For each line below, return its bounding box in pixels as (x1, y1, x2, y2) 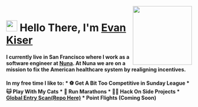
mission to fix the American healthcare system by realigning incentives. (6, 66, 186, 73)
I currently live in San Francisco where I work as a (6, 53, 130, 61)
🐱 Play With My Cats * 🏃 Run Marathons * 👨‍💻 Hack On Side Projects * (6, 88, 180, 95)
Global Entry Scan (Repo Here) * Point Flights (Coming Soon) (6, 94, 157, 102)
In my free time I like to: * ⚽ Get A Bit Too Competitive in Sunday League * (6, 79, 190, 87)
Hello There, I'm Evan (19, 21, 127, 35)
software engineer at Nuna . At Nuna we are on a (6, 59, 126, 66)
